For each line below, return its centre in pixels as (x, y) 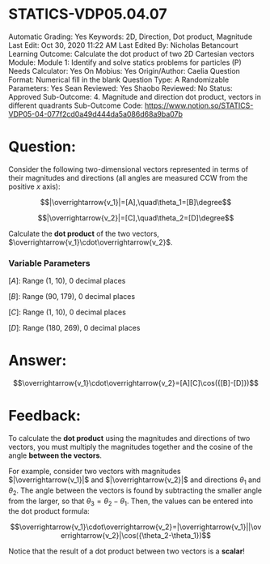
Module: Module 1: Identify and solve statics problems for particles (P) (125, 62)
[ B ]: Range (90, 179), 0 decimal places (72, 297)
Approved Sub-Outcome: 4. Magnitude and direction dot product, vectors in (135, 96)
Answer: (38, 361)
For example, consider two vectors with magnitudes (95, 472)
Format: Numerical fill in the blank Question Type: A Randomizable (119, 79)
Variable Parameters (49, 263)
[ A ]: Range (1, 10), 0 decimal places (67, 281)
